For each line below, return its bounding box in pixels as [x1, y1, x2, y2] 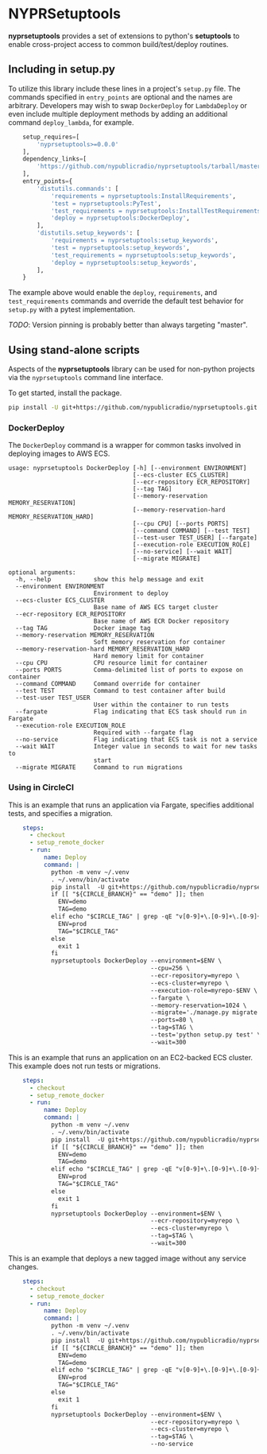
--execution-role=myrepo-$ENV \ [150, 986, 258, 994]
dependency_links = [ [22, 155, 87, 163]
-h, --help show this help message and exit [15, 576, 204, 584]
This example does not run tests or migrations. [8, 1061, 161, 1071]
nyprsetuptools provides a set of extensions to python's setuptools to [8, 31, 240, 41]
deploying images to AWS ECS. [8, 449, 110, 458]
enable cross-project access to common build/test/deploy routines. [8, 39, 229, 49]
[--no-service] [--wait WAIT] [132, 548, 233, 556]
